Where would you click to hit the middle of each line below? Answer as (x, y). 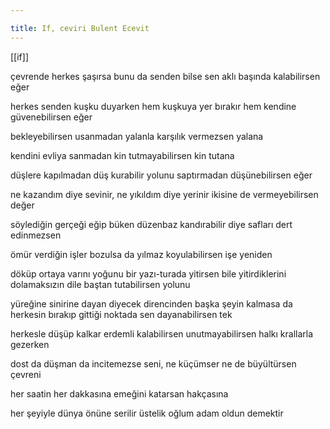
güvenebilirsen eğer (51, 117)
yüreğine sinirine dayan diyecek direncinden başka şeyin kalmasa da (151, 303)
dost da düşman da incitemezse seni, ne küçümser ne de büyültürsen (153, 363)
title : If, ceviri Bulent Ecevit (80, 28)
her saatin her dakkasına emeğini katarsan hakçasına (119, 393)
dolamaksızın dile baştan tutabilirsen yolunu (100, 284)
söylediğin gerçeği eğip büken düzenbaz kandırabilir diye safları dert (151, 224)
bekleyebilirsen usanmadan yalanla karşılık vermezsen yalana (137, 136)
